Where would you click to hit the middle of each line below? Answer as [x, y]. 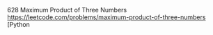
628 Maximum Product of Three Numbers [67, 10]
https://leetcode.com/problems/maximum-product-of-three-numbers [106, 17]
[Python [18, 24]
